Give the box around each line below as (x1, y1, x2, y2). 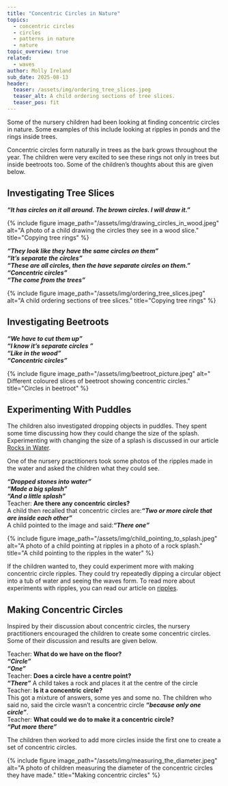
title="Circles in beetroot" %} (7, 384, 89, 392)
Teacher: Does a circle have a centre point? (7, 672, 132, 680)
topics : (7, 16, 29, 23)
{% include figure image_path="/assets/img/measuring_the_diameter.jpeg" (7, 757, 218, 765)
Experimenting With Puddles (7, 403, 132, 415)
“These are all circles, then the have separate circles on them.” (7, 261, 191, 269)
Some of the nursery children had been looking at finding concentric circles (7, 118, 220, 126)
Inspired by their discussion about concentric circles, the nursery (7, 622, 190, 631)
